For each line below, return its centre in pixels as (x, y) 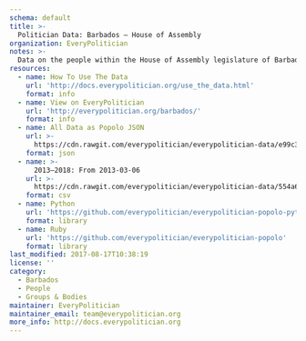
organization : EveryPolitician (69, 43)
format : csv (48, 196)
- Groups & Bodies (53, 296)
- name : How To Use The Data (73, 77)
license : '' (32, 263)
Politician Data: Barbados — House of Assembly (110, 35)
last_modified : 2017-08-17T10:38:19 (79, 255)
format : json (51, 153)
